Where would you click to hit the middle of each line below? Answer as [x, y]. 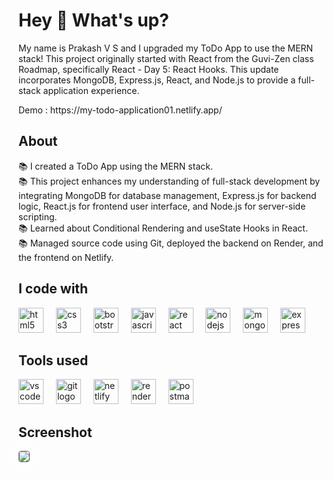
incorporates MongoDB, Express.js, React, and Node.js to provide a [157, 80]
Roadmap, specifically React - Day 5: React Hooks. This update [149, 69]
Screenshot [55, 432]
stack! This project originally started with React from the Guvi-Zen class [166, 58]
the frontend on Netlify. [66, 257]
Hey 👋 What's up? [94, 20]
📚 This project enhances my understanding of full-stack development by [169, 181]
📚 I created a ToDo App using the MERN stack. [115, 166]
